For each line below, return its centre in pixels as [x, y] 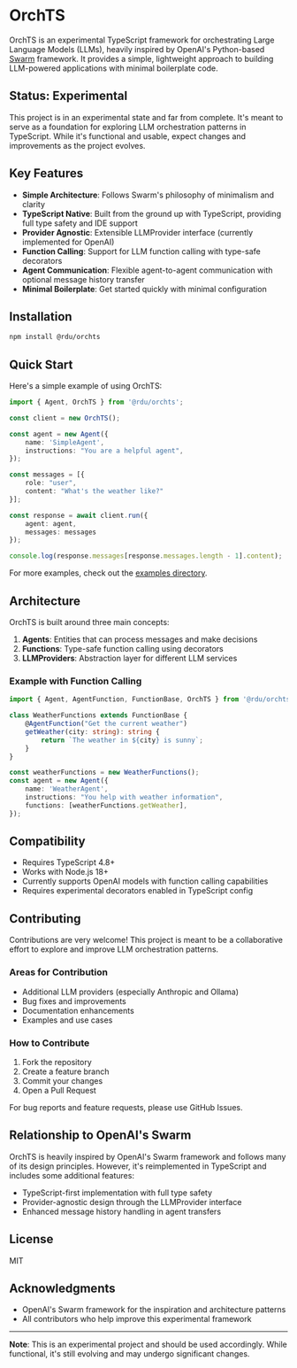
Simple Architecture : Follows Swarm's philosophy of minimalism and [148, 195]
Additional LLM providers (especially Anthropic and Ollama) [130, 992]
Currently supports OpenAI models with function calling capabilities [145, 881]
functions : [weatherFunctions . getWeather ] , [107, 805]
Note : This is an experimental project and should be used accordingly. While [148, 1345]
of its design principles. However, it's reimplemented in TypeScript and [138, 1166]
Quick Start [41, 364]
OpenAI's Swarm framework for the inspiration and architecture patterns [154, 1310]
